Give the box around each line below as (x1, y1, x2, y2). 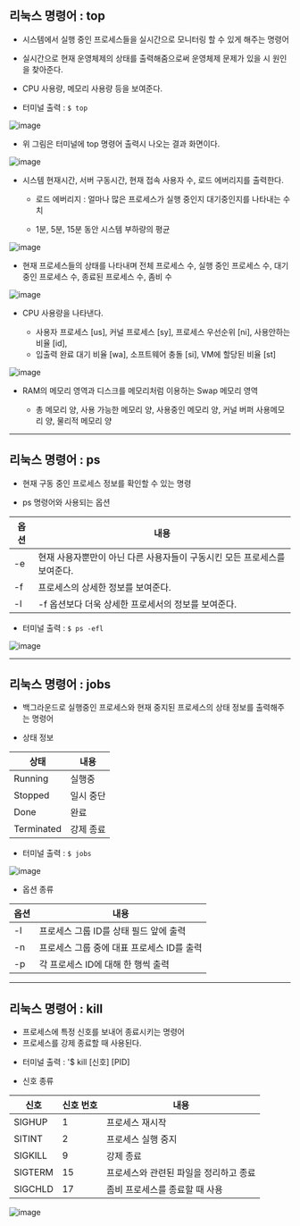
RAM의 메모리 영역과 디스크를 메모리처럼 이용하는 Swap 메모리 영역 (21, 385, 259, 396)
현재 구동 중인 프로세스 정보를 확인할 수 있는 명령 (21, 477, 192, 489)
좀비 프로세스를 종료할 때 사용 (105, 1183, 223, 1196)
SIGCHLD (13, 1183, 54, 1196)
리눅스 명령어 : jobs (9, 677, 112, 693)
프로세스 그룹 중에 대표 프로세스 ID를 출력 (38, 942, 203, 954)
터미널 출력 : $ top (21, 102, 87, 113)
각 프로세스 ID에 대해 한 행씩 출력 (38, 959, 170, 971)
